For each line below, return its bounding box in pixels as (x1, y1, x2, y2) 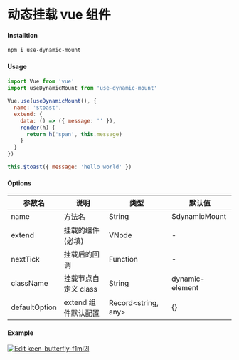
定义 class (63, 284, 97, 294)
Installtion (7, 31, 38, 39)
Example (7, 329, 34, 337)
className (11, 279, 48, 289)
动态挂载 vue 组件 (7, 6, 112, 23)
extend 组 (63, 297, 96, 307)
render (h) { (20, 124, 55, 131)
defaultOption (11, 302, 57, 312)
